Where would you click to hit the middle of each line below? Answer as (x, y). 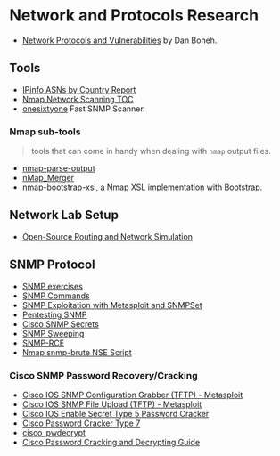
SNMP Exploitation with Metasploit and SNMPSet (112, 305)
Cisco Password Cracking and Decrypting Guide (111, 442)
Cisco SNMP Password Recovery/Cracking (103, 375)
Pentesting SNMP (54, 314)
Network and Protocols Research (134, 16)
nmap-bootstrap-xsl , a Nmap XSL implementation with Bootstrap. (142, 187)
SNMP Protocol (52, 265)
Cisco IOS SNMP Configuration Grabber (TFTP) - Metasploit (132, 395)
